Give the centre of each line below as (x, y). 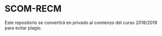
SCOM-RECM (33, 9)
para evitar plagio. (23, 27)
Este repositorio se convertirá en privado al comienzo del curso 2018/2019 (81, 22)
